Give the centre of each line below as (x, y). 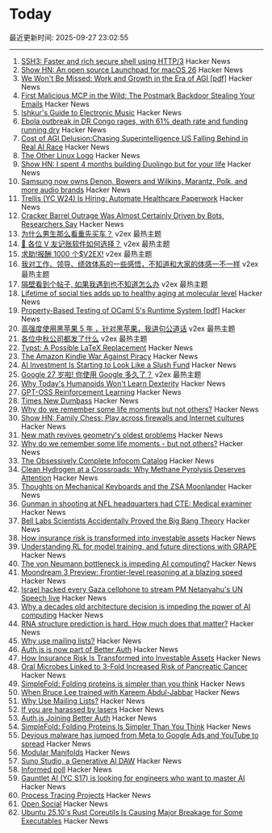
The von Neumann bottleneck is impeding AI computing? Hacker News (138, 563)
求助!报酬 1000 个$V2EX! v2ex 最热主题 (86, 253)
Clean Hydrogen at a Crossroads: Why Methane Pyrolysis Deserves (133, 469)
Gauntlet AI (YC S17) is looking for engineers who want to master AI (133, 778)
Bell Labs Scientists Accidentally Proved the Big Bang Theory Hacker (136, 521)
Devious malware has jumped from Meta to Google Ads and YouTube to (140, 735)
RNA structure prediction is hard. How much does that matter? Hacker (137, 623)
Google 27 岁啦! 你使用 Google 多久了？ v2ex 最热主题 (111, 374)
